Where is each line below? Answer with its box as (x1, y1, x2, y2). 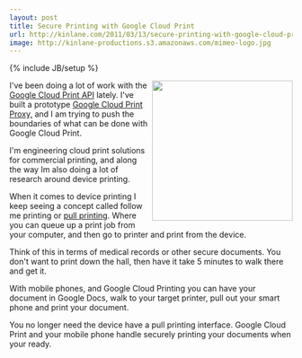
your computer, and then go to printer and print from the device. (9, 230, 247, 240)
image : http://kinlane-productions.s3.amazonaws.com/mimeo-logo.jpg (9, 38, 271, 48)
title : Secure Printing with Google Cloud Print (9, 22, 195, 31)
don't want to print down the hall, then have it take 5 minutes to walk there (9, 257, 284, 267)
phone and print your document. (9, 302, 129, 313)
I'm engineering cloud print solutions (9, 145, 146, 156)
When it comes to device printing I (9, 191, 137, 202)
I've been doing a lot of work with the (9, 80, 147, 91)
